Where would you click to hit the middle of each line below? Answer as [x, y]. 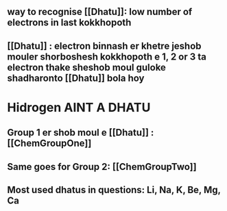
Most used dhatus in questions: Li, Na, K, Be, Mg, [114, 190]
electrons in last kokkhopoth [69, 23]
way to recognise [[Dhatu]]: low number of [100, 12]
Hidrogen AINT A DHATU [79, 107]
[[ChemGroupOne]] [49, 144]
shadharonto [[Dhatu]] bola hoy [76, 78]
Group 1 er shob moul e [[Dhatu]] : [81, 133]
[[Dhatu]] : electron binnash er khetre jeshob [104, 46]
